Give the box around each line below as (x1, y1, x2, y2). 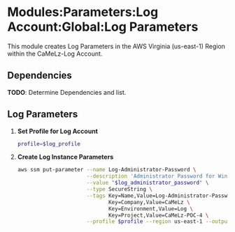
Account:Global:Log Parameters (7, 19, 199, 35)
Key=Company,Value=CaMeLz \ (108, 199, 190, 206)
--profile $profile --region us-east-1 (86, 218, 203, 225)
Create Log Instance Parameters (17, 153, 114, 161)
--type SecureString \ (86, 186, 152, 193)
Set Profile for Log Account (17, 127, 98, 135)
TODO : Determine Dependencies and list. (7, 88, 127, 96)
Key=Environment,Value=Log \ (108, 205, 194, 212)
